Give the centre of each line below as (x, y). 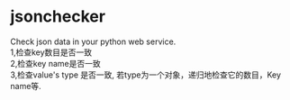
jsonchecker (58, 17)
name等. (26, 86)
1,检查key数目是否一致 (51, 52)
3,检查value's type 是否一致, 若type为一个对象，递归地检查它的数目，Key (146, 75)
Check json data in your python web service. (93, 41)
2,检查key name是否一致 (56, 63)
